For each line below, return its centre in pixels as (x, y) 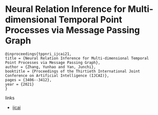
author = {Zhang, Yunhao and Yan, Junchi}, (51, 67)
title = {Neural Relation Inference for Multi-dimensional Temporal (77, 58)
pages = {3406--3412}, (28, 80)
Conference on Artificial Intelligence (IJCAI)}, (57, 75)
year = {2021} (20, 84)
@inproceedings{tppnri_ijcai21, (38, 54)
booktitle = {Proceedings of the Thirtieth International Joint (73, 71)
